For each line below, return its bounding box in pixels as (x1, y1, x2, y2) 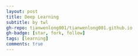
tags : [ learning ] (6, 36, 49, 41)
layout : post (6, 8, 38, 15)
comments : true (6, 41, 43, 47)
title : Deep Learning (6, 14, 59, 20)
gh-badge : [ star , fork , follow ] (6, 30, 85, 36)
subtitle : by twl (6, 19, 49, 25)
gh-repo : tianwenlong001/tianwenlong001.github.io (6, 24, 133, 31)
